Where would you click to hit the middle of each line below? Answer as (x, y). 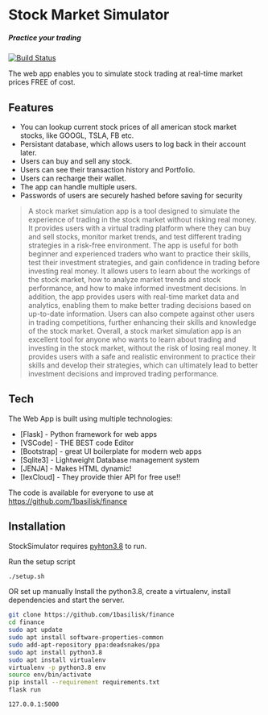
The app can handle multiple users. (78, 186)
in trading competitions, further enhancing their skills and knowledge (142, 322)
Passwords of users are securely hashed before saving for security (131, 195)
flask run (25, 690)
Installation (37, 527)
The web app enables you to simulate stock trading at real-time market (126, 73)
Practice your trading (45, 37)
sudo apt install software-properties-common (86, 638)
